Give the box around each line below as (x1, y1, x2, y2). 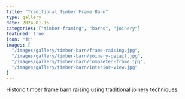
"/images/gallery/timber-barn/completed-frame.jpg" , (11, 58, 146, 64)
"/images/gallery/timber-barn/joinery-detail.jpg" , (11, 53, 144, 59)
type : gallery (6, 14, 42, 20)
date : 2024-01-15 (6, 20, 50, 26)
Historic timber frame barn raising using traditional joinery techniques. (6, 86, 180, 93)
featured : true (6, 31, 44, 37)
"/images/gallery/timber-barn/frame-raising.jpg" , (11, 48, 141, 54)
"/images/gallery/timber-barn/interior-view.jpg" (11, 64, 138, 70)
